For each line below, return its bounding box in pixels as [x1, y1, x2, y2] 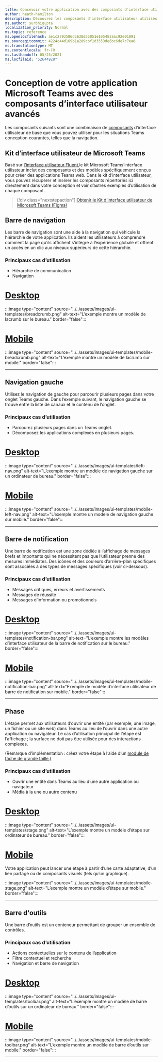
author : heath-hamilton [5, 12, 53, 17]
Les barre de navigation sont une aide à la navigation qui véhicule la [5, 229, 141, 235]
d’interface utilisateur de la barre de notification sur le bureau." [5, 640, 130, 646]
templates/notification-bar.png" [5, 635, 68, 641]
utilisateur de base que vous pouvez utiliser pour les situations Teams [5, 130, 145, 136]
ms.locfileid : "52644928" [5, 57, 57, 62]
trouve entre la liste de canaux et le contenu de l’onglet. [5, 401, 116, 407]
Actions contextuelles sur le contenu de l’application [12, 950, 117, 956]
